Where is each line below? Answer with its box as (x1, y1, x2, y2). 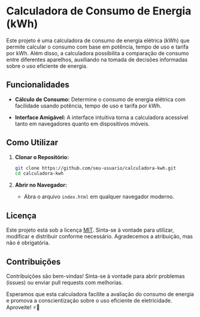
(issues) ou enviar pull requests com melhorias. (6, 279, 123, 286)
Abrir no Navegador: (14, 181, 68, 189)
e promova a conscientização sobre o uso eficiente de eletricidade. (6, 297, 172, 304)
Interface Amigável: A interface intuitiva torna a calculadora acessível (14, 113, 189, 121)
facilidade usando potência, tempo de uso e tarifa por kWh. (14, 102, 162, 109)
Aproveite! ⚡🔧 (6, 303, 40, 310)
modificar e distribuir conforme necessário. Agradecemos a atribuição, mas (6, 233, 193, 240)
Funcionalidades (6, 80, 70, 90)
